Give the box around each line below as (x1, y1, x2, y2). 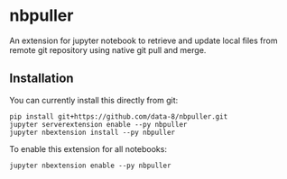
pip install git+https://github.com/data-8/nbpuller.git (9, 112, 228, 121)
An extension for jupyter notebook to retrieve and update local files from (9, 35, 278, 46)
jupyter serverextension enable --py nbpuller (9, 120, 188, 129)
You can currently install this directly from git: (9, 94, 179, 105)
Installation (9, 71, 74, 86)
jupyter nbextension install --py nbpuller (9, 128, 176, 137)
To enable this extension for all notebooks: (9, 143, 167, 154)
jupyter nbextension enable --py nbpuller (9, 161, 171, 170)
